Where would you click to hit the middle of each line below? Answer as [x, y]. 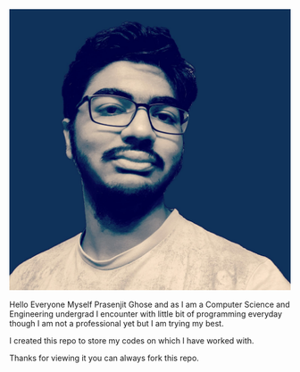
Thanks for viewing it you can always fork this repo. [104, 358]
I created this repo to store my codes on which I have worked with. [132, 341]
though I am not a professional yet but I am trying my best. [117, 323]
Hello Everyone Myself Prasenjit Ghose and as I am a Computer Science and [150, 304]
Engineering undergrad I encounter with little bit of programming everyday [146, 314]
